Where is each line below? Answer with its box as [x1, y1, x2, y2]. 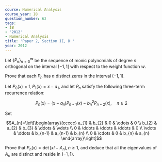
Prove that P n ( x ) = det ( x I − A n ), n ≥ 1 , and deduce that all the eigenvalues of [5, 145, 157, 152]
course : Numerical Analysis [5, 7, 62, 12]
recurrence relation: [5, 90, 45, 96]
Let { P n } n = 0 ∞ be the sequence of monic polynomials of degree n [5, 56, 137, 65]
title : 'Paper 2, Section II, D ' [5, 39, 75, 44]
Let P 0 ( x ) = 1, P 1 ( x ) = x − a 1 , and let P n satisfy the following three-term [5, 83, 145, 90]
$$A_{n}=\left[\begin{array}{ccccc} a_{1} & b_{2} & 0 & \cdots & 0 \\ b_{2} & [6, 120, 157, 126]
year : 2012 [5, 43, 27, 48]
